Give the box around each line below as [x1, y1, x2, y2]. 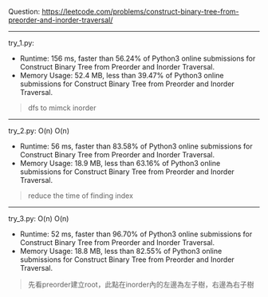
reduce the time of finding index [27, 191, 134, 200]
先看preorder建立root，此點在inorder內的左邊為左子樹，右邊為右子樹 [27, 279, 254, 289]
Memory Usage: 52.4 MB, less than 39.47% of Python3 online [19, 71, 224, 80]
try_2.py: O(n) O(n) [8, 126, 70, 135]
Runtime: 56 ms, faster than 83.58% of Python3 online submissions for [19, 141, 253, 151]
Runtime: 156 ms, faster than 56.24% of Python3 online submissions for [19, 53, 256, 63]
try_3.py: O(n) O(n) [8, 214, 69, 223]
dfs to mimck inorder [27, 103, 97, 113]
